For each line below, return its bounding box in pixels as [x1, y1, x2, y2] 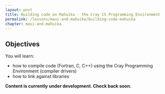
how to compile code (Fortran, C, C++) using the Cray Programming [12, 63, 153, 69]
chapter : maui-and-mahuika [5, 21, 62, 26]
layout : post [5, 7, 33, 12]
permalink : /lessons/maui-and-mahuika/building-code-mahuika [5, 16, 136, 21]
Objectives [5, 39, 40, 48]
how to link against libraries [12, 73, 69, 79]
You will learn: [5, 53, 34, 59]
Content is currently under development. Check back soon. [5, 83, 132, 89]
